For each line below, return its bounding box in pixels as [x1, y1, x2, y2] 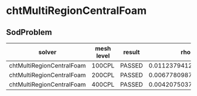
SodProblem [6, 27, 52, 37]
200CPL [91, 71, 115, 79]
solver [38, 48, 57, 56]
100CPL [91, 62, 115, 69]
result [123, 48, 140, 56]
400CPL [91, 80, 115, 88]
